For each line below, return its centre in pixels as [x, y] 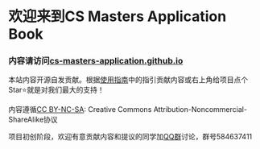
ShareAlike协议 [33, 120]
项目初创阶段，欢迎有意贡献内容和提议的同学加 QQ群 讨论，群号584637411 [130, 137]
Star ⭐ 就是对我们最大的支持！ [56, 90]
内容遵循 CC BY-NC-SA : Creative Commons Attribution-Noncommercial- [128, 110]
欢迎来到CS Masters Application [118, 17]
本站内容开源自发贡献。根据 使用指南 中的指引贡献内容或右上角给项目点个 [128, 80]
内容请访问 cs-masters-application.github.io [96, 61]
